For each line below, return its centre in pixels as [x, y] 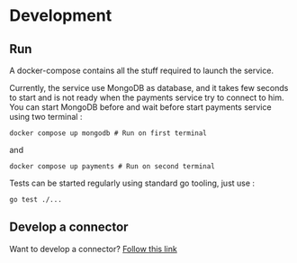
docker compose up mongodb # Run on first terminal [108, 133]
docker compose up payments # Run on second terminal [112, 167]
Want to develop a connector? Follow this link [93, 249]
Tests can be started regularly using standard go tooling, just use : [132, 183]
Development [61, 16]
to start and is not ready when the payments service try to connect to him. [147, 97]
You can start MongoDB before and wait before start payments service [140, 107]
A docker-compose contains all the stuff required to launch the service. [142, 70]
